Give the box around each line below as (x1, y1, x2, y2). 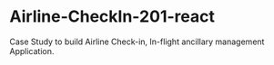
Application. (9, 45, 55, 56)
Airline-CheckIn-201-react (9, 6, 216, 27)
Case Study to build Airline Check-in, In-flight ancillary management (9, 36, 265, 47)
